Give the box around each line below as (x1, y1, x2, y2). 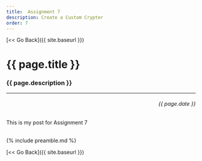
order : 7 (6, 20, 28, 26)
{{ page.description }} (6, 79, 72, 87)
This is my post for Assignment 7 (6, 119, 88, 126)
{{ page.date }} (158, 100, 196, 108)
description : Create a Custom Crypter (6, 14, 103, 20)
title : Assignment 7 (6, 8, 61, 15)
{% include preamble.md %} (6, 137, 77, 144)
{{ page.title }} (6, 58, 81, 71)
